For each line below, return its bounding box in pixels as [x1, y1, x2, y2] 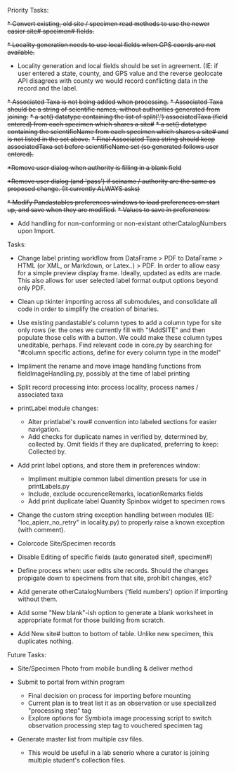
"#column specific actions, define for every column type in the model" [17, 348, 221, 357]
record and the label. [17, 84, 78, 92]
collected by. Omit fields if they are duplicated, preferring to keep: [27, 440, 219, 448]
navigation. [27, 425, 60, 433]
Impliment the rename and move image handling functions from [17, 362, 202, 370]
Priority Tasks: [7, 6, 49, 14]
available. [7, 48, 35, 56]
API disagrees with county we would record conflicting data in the [17, 77, 209, 85]
